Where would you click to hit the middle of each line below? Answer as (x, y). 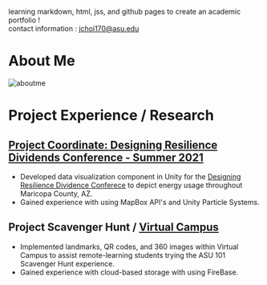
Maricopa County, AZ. (56, 193)
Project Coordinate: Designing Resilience (113, 145)
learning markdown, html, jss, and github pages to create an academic (125, 12)
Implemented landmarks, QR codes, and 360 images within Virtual (129, 247)
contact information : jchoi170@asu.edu (74, 28)
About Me (42, 61)
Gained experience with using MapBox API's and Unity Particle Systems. (140, 202)
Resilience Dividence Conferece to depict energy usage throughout (131, 185)
